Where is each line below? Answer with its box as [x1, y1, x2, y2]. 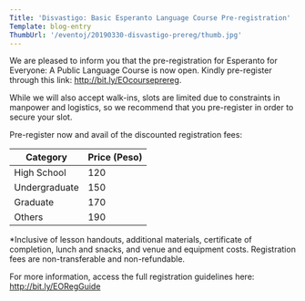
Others [14, 211, 44, 223]
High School [14, 166, 66, 179]
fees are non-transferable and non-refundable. [9, 254, 185, 265]
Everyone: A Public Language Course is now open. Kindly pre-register [9, 65, 272, 76]
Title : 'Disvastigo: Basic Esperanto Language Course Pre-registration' [9, 13, 291, 23]
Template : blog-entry [9, 22, 92, 31]
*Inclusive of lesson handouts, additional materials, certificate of [9, 234, 252, 245]
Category [25, 151, 68, 164]
